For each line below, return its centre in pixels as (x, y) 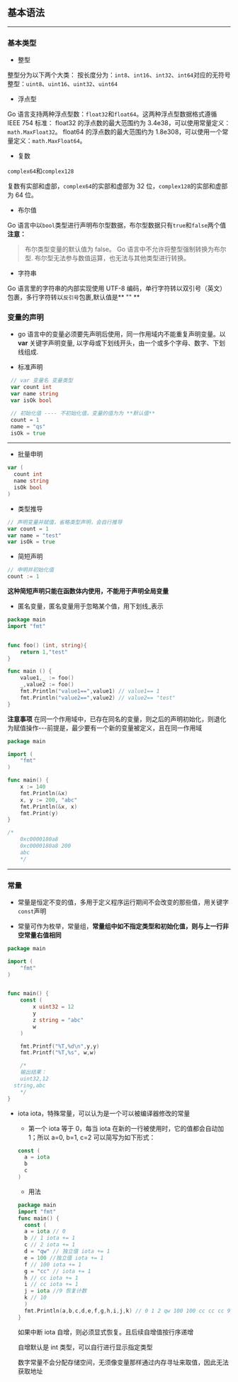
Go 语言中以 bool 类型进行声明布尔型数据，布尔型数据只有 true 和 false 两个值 (117, 225)
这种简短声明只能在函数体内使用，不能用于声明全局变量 (88, 591)
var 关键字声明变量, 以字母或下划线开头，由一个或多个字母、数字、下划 (121, 343)
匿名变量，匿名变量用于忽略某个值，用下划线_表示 (91, 606)
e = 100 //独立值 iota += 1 (64, 1258)
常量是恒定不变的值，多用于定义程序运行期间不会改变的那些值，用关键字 (123, 902)
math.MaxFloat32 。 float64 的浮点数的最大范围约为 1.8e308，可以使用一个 (115, 132)
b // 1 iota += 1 (50, 1238)
